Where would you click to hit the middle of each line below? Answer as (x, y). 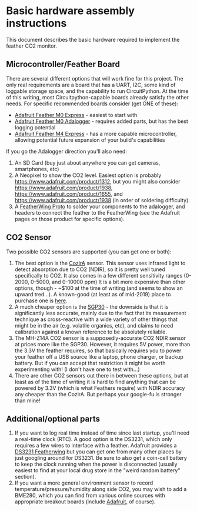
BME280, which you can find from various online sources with (90, 496)
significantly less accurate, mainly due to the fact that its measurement (100, 313)
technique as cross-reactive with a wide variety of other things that (96, 319)
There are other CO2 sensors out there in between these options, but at (101, 375)
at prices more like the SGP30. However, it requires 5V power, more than (102, 344)
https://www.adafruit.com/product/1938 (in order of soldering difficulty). (102, 200)
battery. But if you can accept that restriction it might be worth (90, 363)
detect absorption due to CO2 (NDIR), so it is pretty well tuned (90, 269)
